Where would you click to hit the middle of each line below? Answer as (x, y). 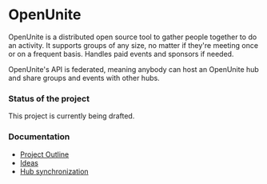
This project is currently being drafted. (72, 116)
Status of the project (49, 98)
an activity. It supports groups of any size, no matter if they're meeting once (133, 45)
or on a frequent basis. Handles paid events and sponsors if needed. (121, 54)
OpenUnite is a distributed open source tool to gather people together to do (133, 37)
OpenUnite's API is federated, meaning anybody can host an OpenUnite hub (134, 69)
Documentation (39, 137)
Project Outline (44, 154)
